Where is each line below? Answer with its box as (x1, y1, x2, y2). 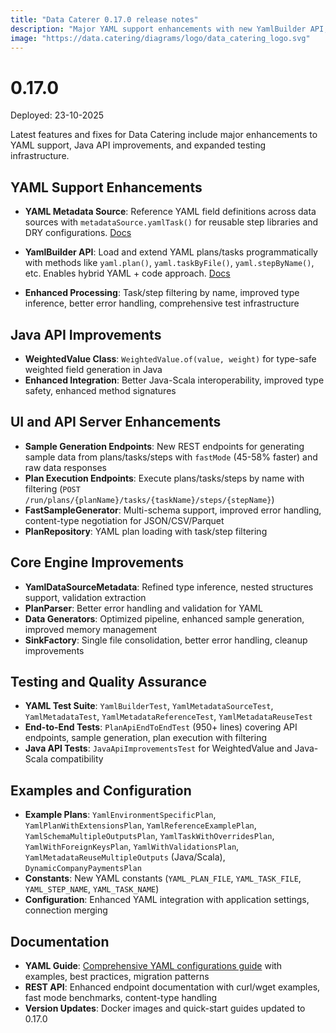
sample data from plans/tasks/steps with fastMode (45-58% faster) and (24, 451, 318, 463)
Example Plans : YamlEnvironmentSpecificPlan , (24, 809, 217, 821)
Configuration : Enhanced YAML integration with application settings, (24, 894, 310, 906)
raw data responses (24, 461, 107, 473)
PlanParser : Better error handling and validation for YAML (24, 602, 263, 614)
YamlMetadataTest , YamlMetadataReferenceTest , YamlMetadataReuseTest (24, 711, 313, 723)
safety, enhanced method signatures (24, 384, 177, 396)
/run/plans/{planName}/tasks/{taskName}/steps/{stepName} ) (24, 493, 275, 505)
